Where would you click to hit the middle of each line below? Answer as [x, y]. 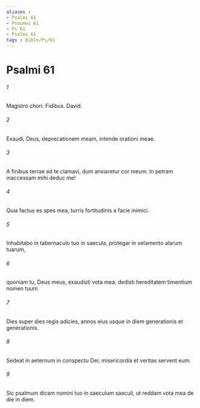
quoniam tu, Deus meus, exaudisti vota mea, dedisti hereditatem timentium [99, 282]
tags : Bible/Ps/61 [31, 40]
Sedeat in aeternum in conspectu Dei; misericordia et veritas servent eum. [99, 360]
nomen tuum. [23, 289]
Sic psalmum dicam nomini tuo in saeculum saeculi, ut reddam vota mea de [100, 393]
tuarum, [16, 250]
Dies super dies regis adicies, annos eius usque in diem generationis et [95, 321]
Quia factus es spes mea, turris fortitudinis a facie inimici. [78, 210]
